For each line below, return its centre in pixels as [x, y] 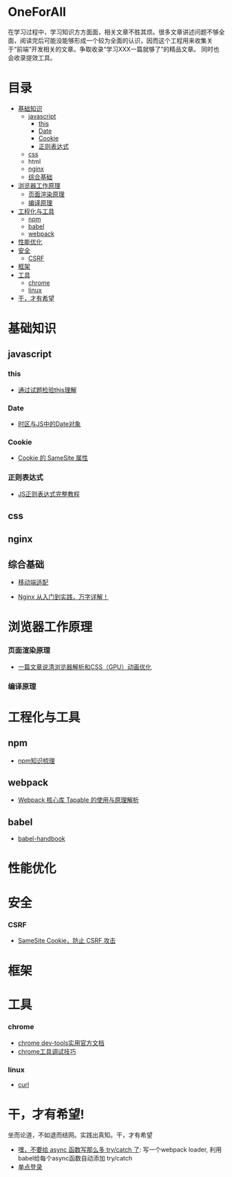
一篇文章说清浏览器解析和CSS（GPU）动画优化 [85, 667]
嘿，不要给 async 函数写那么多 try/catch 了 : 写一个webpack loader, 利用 [120, 1149]
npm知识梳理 [36, 761]
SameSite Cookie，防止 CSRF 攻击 [67, 940]
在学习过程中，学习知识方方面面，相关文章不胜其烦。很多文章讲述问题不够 [113, 32]
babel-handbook [41, 839]
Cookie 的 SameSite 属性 [53, 458]
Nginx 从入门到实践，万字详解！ [63, 597]
